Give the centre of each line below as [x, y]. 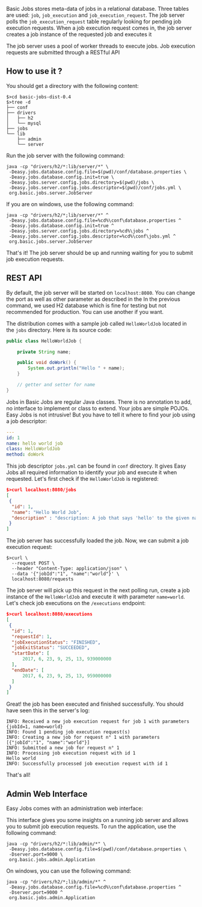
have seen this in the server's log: [48, 711]
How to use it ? [34, 71]
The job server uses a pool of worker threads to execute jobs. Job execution [101, 46]
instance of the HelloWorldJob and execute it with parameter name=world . [96, 597]
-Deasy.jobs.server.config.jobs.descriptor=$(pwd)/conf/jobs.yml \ [95, 187]
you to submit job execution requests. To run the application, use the [91, 827]
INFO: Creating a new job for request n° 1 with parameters [83, 738]
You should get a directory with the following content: [73, 86]
